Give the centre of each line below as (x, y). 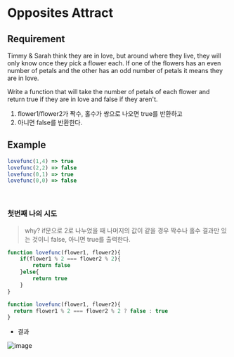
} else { (30, 272)
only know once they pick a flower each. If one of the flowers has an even (114, 63)
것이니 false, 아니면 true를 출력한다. (82, 239)
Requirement (36, 39)
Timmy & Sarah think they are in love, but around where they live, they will (114, 56)
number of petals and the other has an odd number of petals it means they (115, 71)
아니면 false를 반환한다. (50, 122)
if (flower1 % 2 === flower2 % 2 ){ (70, 259)
